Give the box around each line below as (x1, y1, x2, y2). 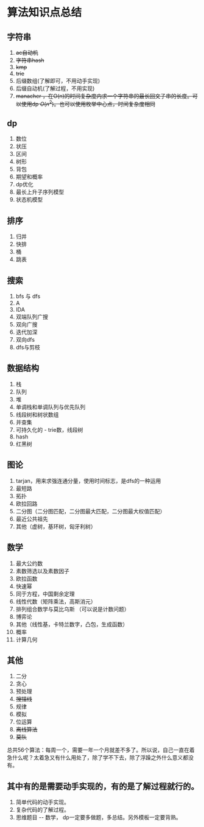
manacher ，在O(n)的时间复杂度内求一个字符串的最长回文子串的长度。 (15, 93, 192, 99)
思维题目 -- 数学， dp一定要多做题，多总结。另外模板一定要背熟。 (15, 814, 181, 821)
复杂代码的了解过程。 (15, 806, 69, 814)
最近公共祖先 (15, 515, 48, 523)
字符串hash (15, 57, 44, 64)
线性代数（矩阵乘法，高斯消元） (15, 597, 96, 605)
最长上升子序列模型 (15, 188, 65, 195)
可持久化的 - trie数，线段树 (15, 426, 83, 433)
